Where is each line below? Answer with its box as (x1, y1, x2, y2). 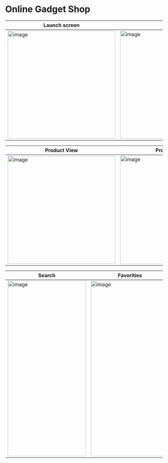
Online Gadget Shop (5, 4, 90, 15)
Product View (44, 146, 78, 153)
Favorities (117, 272, 142, 279)
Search (38, 272, 56, 279)
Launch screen (43, 22, 80, 29)
